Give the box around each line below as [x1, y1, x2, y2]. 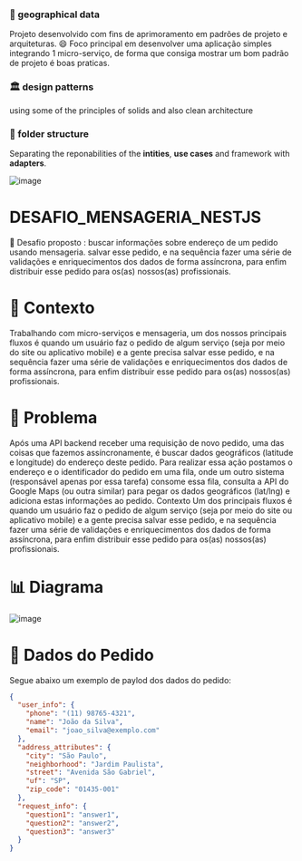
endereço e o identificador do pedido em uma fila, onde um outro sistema [9, 466, 285, 477]
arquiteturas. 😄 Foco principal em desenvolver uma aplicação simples [9, 38, 272, 49]
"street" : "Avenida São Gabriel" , [25, 768, 156, 778]
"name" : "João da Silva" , [25, 718, 124, 727]
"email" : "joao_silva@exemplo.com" [25, 726, 161, 735]
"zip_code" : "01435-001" [25, 785, 120, 794]
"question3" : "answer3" [25, 827, 116, 837]
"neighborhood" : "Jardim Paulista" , [25, 759, 165, 769]
